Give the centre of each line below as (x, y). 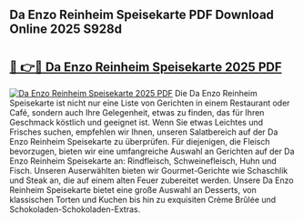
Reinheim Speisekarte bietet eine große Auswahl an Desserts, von (133, 190)
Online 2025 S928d (66, 30)
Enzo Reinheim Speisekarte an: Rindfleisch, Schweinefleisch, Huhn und (143, 161)
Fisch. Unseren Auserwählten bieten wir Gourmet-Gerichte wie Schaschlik (149, 171)
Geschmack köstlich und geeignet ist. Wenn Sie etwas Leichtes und (136, 122)
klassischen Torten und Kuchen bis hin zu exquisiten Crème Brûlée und (143, 200)
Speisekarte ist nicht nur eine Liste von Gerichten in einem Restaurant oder (150, 103)
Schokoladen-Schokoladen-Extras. (75, 209)
